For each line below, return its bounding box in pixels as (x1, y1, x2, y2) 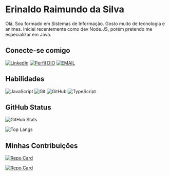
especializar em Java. (5, 31, 51, 37)
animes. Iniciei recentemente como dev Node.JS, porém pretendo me (5, 26, 153, 32)
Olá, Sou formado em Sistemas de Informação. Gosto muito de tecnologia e (5, 20, 165, 27)
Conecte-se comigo (5, 46, 70, 55)
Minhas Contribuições (5, 141, 78, 150)
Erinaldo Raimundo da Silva (5, 4, 124, 15)
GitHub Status (5, 103, 51, 112)
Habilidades (5, 75, 45, 83)
